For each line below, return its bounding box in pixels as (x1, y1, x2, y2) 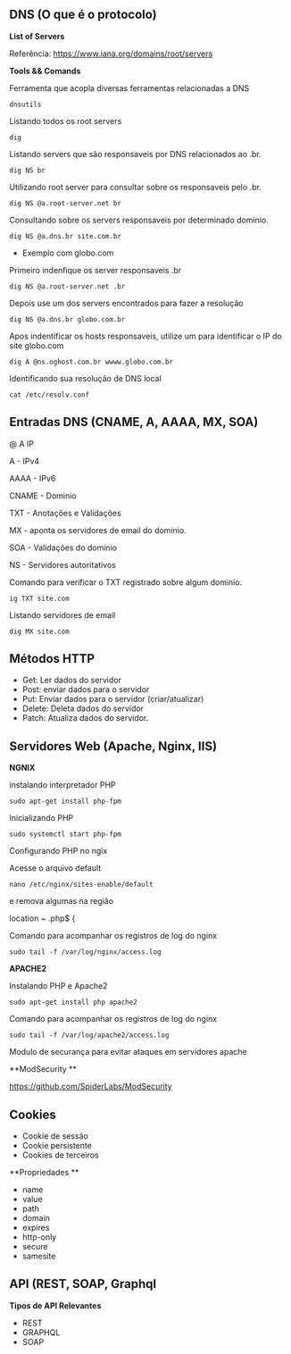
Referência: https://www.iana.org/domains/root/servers (9, 48, 213, 59)
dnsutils (9, 100, 42, 109)
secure (21, 1241, 48, 1252)
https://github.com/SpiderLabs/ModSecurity (9, 1081, 172, 1092)
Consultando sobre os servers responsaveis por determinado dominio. (9, 214, 270, 225)
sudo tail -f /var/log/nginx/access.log (9, 948, 162, 957)
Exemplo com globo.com (21, 247, 114, 258)
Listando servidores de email (9, 609, 116, 620)
